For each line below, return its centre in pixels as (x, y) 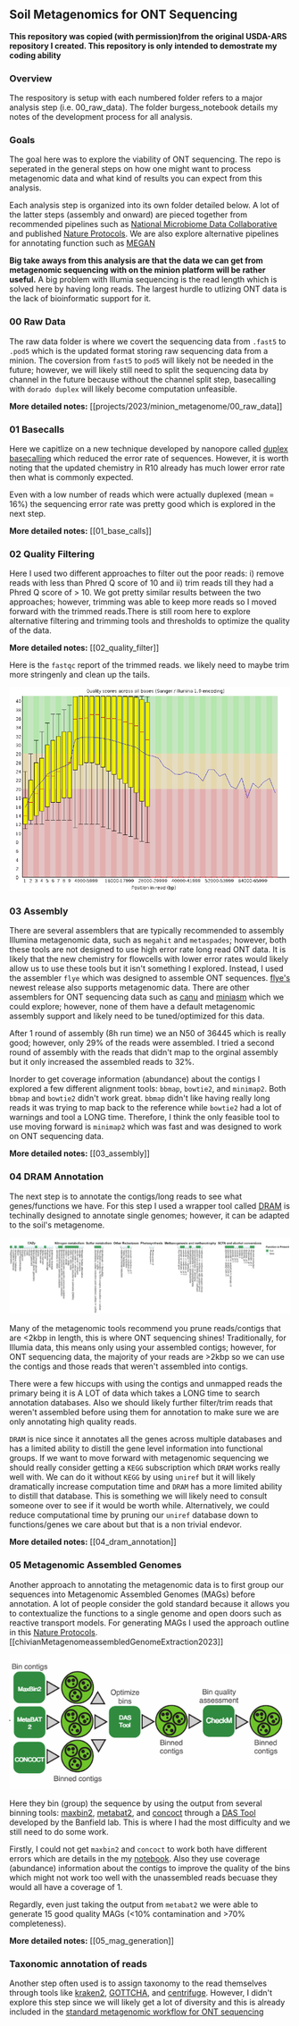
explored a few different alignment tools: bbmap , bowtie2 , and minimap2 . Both (148, 1089)
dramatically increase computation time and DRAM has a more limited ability (146, 1487)
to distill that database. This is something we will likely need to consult (138, 1496)
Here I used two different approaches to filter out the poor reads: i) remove (147, 574)
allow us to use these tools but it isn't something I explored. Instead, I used (146, 968)
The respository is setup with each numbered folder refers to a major (136, 98)
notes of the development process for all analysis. (101, 117)
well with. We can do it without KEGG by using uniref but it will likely (133, 1477)
